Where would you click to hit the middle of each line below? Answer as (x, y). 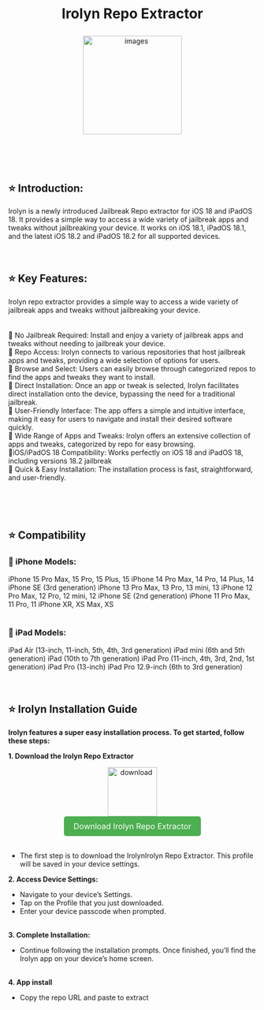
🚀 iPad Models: (37, 633)
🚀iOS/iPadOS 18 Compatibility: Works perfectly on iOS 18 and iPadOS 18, (126, 452)
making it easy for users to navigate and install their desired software (120, 419)
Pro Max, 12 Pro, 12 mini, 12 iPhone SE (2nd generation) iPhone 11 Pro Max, (129, 595)
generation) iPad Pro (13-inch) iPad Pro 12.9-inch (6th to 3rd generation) (125, 666)
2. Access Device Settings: (53, 879)
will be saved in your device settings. (80, 863)
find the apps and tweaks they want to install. (82, 377)
